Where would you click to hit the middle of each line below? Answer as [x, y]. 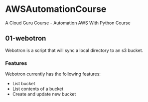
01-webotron [26, 38]
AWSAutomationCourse [56, 9]
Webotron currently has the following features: [53, 74]
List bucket [24, 84]
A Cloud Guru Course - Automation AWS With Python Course [68, 23]
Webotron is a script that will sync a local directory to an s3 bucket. [74, 50]
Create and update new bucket [44, 94]
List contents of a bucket [38, 89]
